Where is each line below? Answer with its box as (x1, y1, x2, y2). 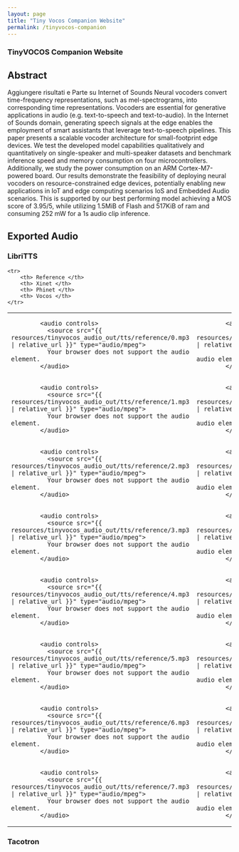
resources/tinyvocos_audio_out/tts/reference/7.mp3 (11, 782, 190, 791)
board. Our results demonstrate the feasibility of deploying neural (34, 172, 226, 180)
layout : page (7, 10, 46, 18)
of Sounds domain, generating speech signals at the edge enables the (7, 118, 213, 127)
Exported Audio (7, 230, 78, 242)
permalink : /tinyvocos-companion (7, 24, 107, 31)
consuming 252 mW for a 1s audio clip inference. (7, 210, 151, 218)
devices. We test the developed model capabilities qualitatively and (7, 141, 205, 150)
